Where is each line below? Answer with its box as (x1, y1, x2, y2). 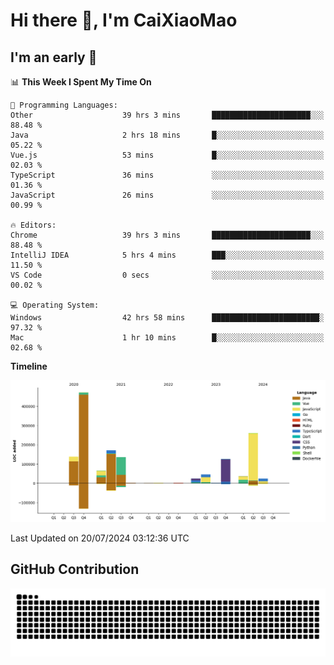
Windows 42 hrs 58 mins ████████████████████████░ (10, 313, 325, 323)
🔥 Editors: (10, 220, 57, 230)
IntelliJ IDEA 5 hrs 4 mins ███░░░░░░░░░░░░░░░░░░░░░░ (10, 250, 325, 260)
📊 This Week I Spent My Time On (10, 76, 152, 88)
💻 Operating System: (10, 300, 100, 310)
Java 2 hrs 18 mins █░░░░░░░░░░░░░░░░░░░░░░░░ (10, 130, 325, 140)
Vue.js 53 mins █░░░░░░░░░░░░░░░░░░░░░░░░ (10, 150, 325, 160)
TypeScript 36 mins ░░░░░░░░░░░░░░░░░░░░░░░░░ (10, 170, 325, 180)
